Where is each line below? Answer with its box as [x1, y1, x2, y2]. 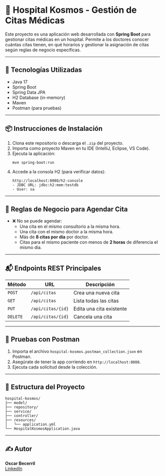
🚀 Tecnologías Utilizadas [5, 66, 82, 74]
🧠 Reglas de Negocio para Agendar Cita [5, 205, 128, 213]
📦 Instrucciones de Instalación [5, 125, 103, 133]
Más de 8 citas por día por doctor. [19, 234, 89, 240]
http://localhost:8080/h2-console [12, 178, 83, 184]
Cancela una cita [73, 314, 112, 320]
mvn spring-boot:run [12, 160, 55, 165]
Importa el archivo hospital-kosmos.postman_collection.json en [12, 348, 142, 354]
